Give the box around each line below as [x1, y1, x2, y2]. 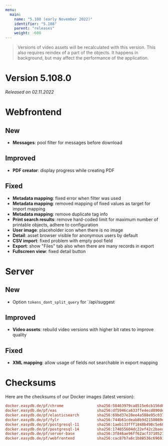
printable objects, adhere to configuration [12, 221, 98, 227]
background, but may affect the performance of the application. [17, 55, 149, 60]
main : [9, 12, 21, 17]
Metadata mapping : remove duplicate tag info [12, 211, 108, 217]
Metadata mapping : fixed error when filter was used [12, 195, 121, 201]
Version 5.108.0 [5, 72, 71, 84]
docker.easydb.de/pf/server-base [5, 431, 75, 436]
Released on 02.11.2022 [5, 88, 54, 95]
